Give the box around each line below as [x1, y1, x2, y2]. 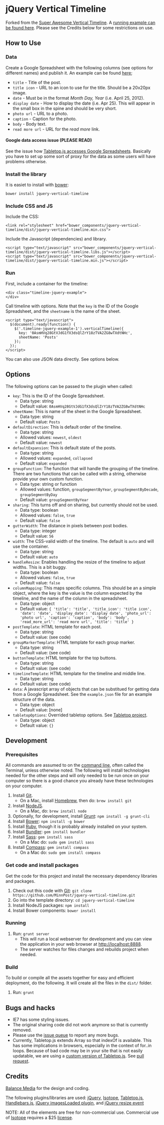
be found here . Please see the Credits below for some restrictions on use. [5, 24, 154, 30]
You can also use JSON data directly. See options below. [5, 356, 120, 362]
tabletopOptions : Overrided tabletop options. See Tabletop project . [12, 712, 148, 718]
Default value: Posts [20, 419, 61, 425]
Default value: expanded [20, 460, 67, 466]
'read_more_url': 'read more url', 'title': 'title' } [20, 619, 134, 624]
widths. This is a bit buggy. [12, 564, 67, 570]
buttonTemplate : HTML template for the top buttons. [12, 655, 117, 661]
